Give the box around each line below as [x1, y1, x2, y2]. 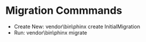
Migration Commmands [5, 4, 123, 17]
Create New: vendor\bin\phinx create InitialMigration [13, 23, 141, 30]
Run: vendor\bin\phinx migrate [13, 29, 88, 36]
